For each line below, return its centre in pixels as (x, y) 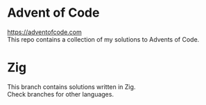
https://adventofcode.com (44, 32)
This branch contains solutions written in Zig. (71, 87)
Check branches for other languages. (61, 94)
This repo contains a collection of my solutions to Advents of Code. (103, 39)
